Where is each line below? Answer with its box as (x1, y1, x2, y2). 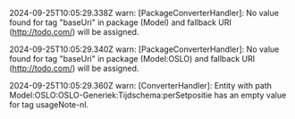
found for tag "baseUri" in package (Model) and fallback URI (9, 17, 232, 28)
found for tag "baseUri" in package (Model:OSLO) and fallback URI (9, 54, 256, 64)
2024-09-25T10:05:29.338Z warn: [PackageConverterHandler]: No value (9, 8, 280, 18)
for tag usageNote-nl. (9, 99, 89, 110)
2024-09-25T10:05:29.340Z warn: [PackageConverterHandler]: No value (9, 44, 280, 55)
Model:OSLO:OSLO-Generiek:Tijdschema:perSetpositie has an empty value (9, 89, 287, 100)
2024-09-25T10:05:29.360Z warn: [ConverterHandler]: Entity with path (9, 81, 273, 90)
